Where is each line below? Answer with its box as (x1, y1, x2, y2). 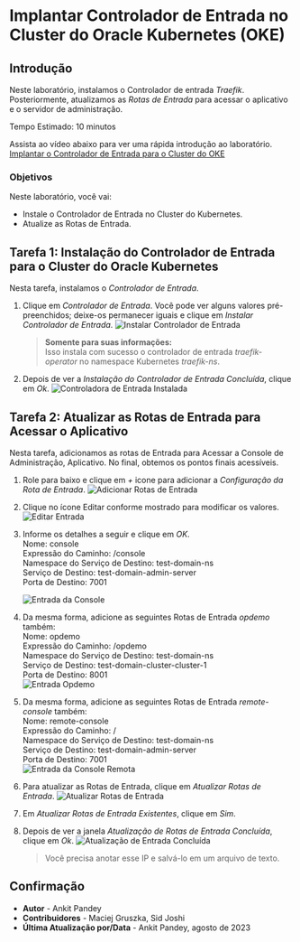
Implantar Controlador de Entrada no (9, 5, 289, 26)
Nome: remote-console (22, 715, 110, 726)
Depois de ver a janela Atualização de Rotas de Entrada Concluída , (22, 825, 273, 836)
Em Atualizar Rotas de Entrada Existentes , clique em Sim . (22, 807, 236, 818)
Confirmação (9, 879, 86, 894)
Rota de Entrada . (22, 484, 86, 495)
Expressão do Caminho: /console (22, 547, 146, 558)
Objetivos (9, 171, 53, 183)
